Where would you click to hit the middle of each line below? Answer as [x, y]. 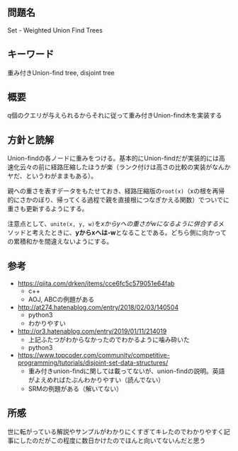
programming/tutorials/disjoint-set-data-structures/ [93, 362]
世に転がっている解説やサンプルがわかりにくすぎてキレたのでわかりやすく [116, 431]
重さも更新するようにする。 [48, 209]
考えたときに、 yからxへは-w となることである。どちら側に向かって [129, 233]
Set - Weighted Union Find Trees [55, 30]
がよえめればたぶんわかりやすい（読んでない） [96, 380]
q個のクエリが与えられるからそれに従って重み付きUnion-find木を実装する [115, 115]
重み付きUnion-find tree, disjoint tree [61, 72]
